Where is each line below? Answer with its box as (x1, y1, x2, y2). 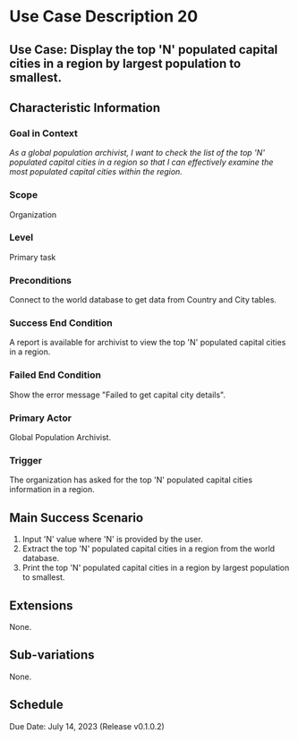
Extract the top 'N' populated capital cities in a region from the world (21, 543, 276, 554)
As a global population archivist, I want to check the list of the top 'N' (9, 148, 266, 158)
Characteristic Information (9, 100, 161, 115)
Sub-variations (9, 647, 96, 663)
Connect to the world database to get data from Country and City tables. (9, 294, 277, 305)
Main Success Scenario (9, 510, 144, 525)
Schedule (9, 697, 64, 712)
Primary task (9, 251, 56, 262)
